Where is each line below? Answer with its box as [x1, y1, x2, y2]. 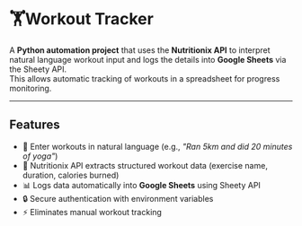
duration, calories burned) [22, 169, 120, 180]
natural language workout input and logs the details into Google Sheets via [9, 54, 287, 65]
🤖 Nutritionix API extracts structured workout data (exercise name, [22, 160, 268, 170]
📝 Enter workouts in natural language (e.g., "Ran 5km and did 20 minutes [22, 141, 293, 152]
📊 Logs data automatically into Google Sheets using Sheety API [22, 179, 261, 190]
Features [9, 117, 60, 133]
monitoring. [9, 83, 52, 93]
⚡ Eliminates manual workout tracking [22, 206, 162, 217]
